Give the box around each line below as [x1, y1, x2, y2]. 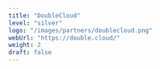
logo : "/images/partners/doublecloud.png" [8, 26, 153, 34]
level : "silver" [8, 19, 63, 27]
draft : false [8, 48, 52, 56]
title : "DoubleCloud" [8, 11, 81, 20]
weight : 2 [8, 41, 42, 49]
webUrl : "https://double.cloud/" [8, 33, 121, 42]
